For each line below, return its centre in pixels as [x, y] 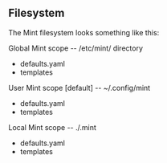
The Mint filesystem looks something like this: [84, 32]
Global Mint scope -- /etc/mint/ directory [75, 48]
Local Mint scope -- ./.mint [52, 127]
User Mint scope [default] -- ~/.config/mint [79, 88]
